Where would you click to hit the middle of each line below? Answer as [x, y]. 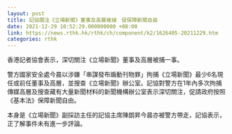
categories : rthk [32, 39]
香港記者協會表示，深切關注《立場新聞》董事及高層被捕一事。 [95, 60]
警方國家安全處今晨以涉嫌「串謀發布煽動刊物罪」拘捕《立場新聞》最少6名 [112, 75]
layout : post [26, 13]
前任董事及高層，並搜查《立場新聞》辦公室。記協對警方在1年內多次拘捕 [121, 83]
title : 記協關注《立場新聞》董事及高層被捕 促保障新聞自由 [82, 20]
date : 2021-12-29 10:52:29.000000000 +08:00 [72, 26]
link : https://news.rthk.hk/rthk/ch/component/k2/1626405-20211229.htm [113, 33]
